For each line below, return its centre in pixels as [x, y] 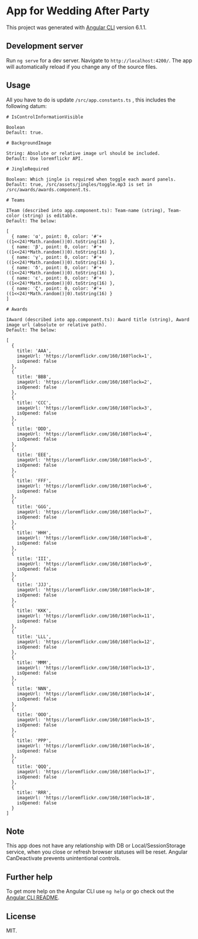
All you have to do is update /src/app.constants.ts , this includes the [91, 100]
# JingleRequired [28, 169]
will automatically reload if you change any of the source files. [82, 67]
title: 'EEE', [34, 455]
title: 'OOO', [34, 714]
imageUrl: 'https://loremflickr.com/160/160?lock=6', [84, 486]
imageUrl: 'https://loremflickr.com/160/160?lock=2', [84, 382]
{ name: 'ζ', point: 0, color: [50, 288]
